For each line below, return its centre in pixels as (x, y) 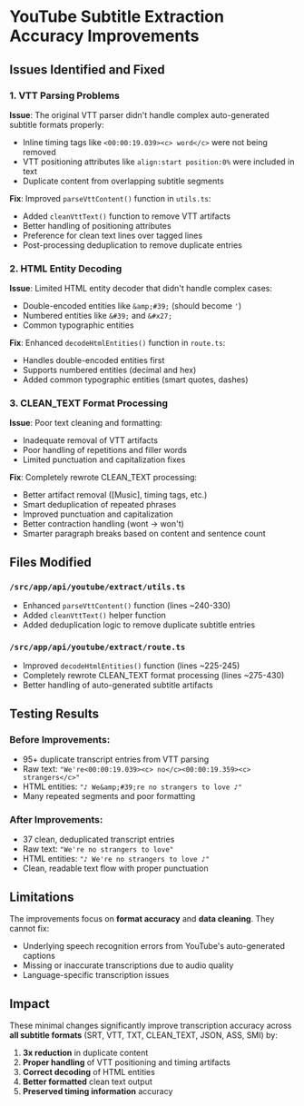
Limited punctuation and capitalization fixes (104, 459)
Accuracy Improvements (104, 36)
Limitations (42, 897)
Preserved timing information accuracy (98, 1091)
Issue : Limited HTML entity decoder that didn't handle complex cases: (141, 289)
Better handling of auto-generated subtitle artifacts (118, 685)
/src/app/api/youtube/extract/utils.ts (98, 587)
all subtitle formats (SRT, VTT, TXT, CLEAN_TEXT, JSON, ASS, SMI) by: (144, 1035)
